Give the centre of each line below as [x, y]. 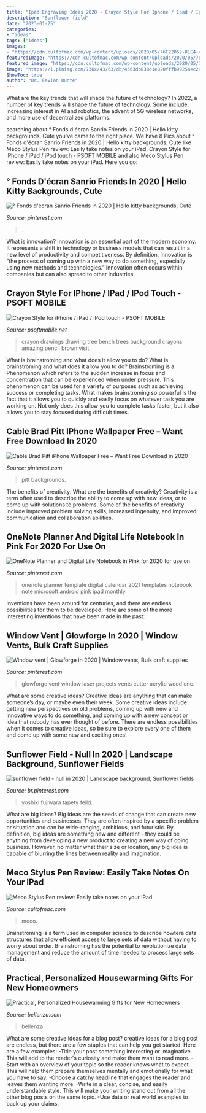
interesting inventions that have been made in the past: [76, 616]
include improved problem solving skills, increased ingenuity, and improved [101, 511]
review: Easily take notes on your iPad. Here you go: [72, 162]
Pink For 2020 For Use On [56, 546]
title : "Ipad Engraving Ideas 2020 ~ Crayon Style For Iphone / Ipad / [100, 12]
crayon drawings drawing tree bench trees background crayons [102, 341]
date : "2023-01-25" [31, 23]
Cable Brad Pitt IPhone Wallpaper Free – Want [95, 431]
